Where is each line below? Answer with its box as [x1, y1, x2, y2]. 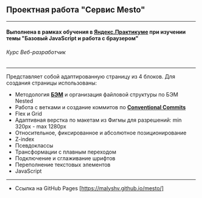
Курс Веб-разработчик [6, 49, 66, 56]
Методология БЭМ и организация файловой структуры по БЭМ [14, 91, 179, 98]
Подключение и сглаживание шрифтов [14, 154, 115, 161]
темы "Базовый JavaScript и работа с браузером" [6, 35, 139, 42]
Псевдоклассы [14, 142, 54, 149]
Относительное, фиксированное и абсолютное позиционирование [14, 129, 187, 136]
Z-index [14, 135, 35, 143]
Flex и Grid [14, 110, 42, 117]
